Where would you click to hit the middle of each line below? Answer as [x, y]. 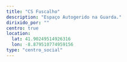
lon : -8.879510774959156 [43, 45]
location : [19, 34]
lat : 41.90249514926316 [41, 39]
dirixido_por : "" [28, 22]
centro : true [22, 28]
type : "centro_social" [34, 50]
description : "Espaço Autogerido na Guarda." [64, 17]
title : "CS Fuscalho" [33, 12]
